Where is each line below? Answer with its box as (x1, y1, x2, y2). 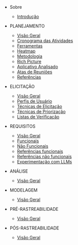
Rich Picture (17, 59, 41, 64)
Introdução (17, 14, 39, 19)
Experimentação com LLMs (17, 159, 72, 164)
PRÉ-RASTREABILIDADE (9, 206, 58, 212)
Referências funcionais (17, 149, 63, 154)
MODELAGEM (9, 187, 38, 193)
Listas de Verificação (17, 114, 59, 119)
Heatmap (17, 48, 36, 54)
